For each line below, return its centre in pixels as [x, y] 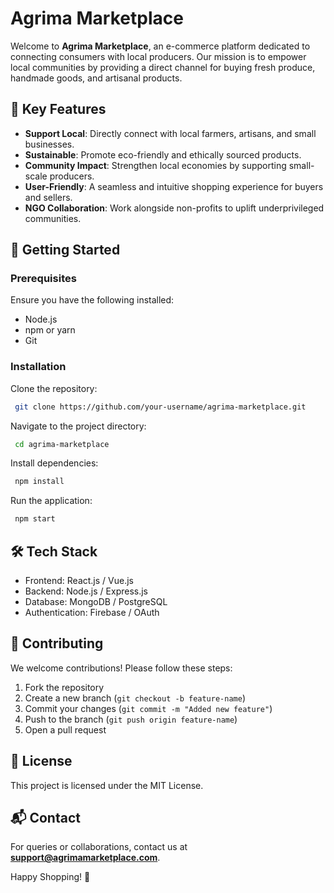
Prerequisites [43, 279]
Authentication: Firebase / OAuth [92, 613]
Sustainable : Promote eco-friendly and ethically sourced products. [163, 154]
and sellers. [48, 197]
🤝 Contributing [57, 643]
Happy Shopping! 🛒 [50, 877]
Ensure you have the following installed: [92, 300]
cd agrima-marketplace [62, 444]
